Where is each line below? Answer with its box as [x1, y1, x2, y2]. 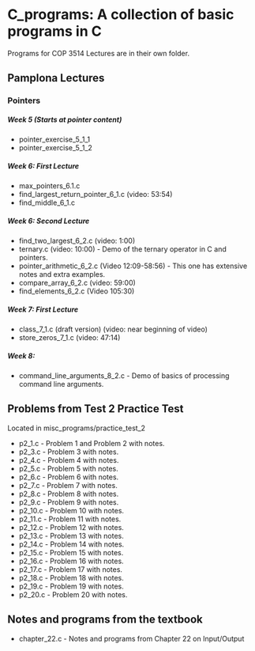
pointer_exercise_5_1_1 [18, 134, 91, 144]
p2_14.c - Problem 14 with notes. [18, 539, 125, 549]
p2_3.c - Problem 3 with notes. [18, 447, 119, 456]
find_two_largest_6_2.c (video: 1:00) [18, 236, 136, 246]
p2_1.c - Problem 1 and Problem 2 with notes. [18, 438, 165, 448]
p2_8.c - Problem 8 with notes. [18, 489, 119, 498]
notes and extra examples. [18, 270, 106, 279]
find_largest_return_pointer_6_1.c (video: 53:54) [18, 190, 173, 199]
